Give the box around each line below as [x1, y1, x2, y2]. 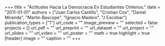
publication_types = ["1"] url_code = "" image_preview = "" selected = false [4, 20, 158, 25]
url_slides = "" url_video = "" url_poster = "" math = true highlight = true [4, 30, 150, 36]
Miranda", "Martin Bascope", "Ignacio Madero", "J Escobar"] [4, 15, 127, 20]
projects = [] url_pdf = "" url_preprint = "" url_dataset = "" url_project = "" [4, 25, 154, 31]
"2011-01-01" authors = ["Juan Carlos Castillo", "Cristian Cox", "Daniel [4, 9, 146, 15]
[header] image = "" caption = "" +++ [4, 35, 81, 41]
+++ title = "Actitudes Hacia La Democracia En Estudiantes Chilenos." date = [4, 4, 161, 10]
